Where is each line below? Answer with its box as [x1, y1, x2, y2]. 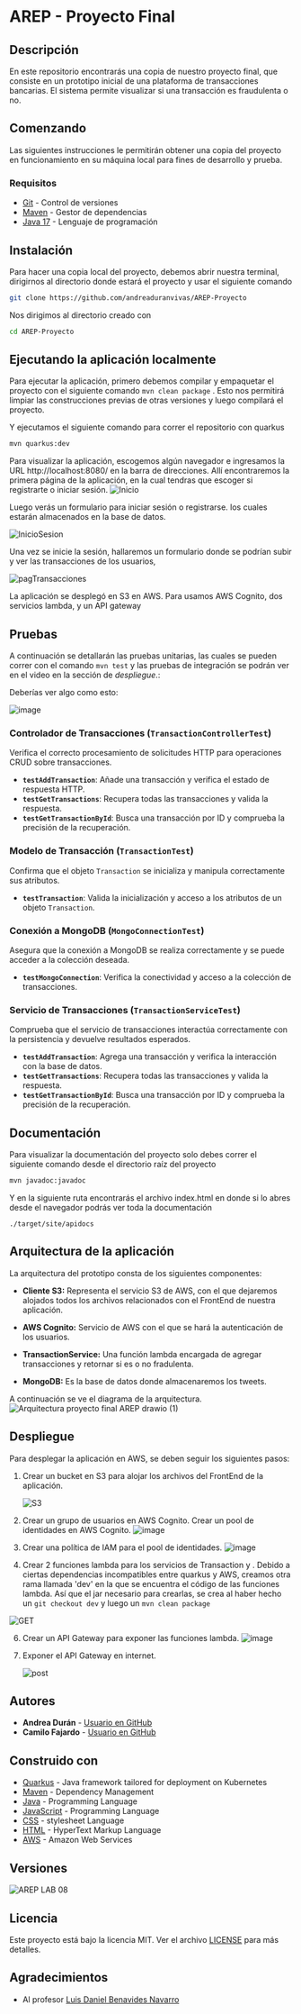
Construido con [9, 1753, 99, 1768]
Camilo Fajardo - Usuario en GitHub [22, 1727, 156, 1737]
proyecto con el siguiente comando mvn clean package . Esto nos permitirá [9, 386, 285, 396]
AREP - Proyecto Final [9, 6, 175, 27]
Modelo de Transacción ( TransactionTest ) [9, 845, 195, 857]
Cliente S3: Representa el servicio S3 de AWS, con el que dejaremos [22, 1285, 278, 1296]
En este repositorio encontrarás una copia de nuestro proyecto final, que [9, 66, 279, 77]
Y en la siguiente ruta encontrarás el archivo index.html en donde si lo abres [9, 1193, 291, 1203]
